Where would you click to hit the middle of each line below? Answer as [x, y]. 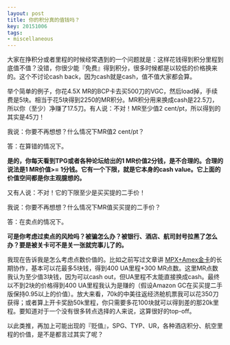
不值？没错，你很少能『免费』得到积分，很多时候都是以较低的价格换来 [118, 68]
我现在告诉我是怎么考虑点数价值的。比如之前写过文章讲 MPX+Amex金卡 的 [112, 260]
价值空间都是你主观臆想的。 [46, 178]
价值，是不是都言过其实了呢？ [61, 335]
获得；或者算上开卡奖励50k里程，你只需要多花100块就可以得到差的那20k [110, 302]
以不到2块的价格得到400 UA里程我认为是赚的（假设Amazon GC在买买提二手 [115, 285]
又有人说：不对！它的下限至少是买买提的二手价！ [76, 192]
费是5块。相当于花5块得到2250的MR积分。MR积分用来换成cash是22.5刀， [113, 100]
